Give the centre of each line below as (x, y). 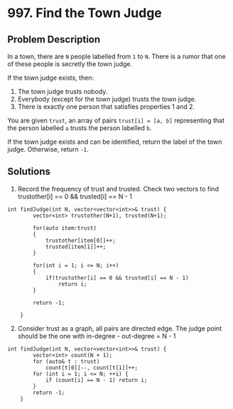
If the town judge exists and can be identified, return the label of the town (115, 142)
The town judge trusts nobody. (63, 91)
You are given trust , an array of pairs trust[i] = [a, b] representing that (116, 120)
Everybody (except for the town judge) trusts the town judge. (107, 99)
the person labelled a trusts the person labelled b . (80, 128)
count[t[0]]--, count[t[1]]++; (92, 368)
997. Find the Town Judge (85, 13)
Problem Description (54, 39)
